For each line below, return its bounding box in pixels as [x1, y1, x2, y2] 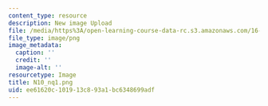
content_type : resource [8, 11, 88, 20]
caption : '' [15, 49, 56, 57]
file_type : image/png [8, 33, 81, 42]
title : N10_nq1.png [8, 78, 73, 86]
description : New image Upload [8, 19, 112, 27]
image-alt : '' [15, 64, 62, 72]
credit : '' [15, 57, 52, 65]
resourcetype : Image [8, 71, 77, 79]
